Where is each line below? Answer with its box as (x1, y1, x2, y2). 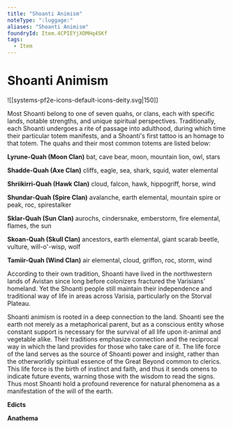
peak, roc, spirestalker (7, 200, 72, 209)
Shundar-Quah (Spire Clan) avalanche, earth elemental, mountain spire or (7, 193, 221, 201)
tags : (7, 36, 23, 43)
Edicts (7, 400, 27, 408)
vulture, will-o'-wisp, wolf (7, 242, 81, 251)
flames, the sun (7, 221, 52, 230)
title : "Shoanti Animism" (7, 10, 82, 17)
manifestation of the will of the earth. (7, 387, 114, 395)
